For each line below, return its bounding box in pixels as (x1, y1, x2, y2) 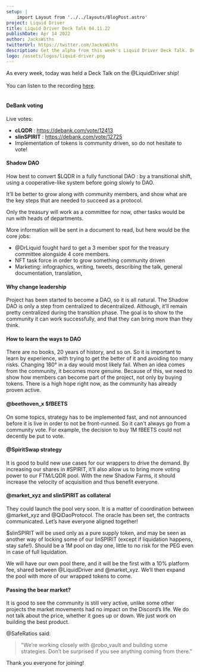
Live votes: (6, 115, 33, 122)
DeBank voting (6, 102, 43, 109)
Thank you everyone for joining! (6, 659, 85, 667)
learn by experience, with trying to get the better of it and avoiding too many (6, 355, 193, 362)
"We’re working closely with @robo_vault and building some (20, 642, 168, 649)
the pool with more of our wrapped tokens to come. (6, 573, 133, 580)
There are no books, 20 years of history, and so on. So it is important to (6, 349, 182, 356)
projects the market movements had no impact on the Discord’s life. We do (6, 606, 189, 613)
